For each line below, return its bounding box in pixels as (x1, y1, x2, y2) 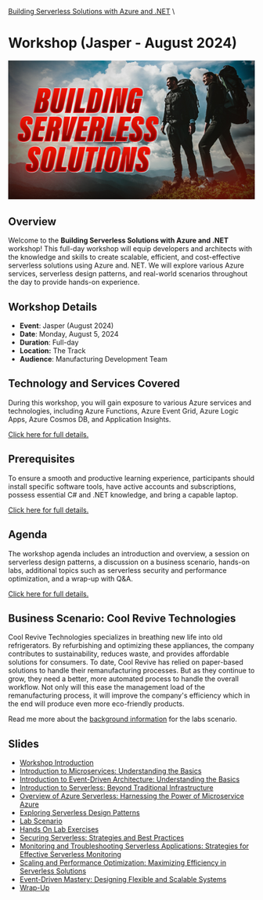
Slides (8, 737, 39, 750)
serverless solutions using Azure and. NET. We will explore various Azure (8, 261, 244, 270)
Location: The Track (19, 346, 86, 355)
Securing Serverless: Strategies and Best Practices (19, 833, 185, 843)
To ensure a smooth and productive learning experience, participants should (8, 473, 255, 483)
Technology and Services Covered (8, 377, 180, 391)
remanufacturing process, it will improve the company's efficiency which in (8, 690, 250, 701)
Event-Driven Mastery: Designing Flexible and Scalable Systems (19, 875, 227, 884)
